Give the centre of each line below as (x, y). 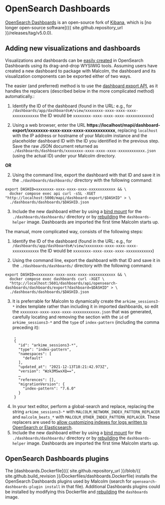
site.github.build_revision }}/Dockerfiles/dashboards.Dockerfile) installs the (81, 476)
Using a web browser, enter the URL (49, 125)
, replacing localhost (136, 130)
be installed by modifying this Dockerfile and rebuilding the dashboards (77, 492)
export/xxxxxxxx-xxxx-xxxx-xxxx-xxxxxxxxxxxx (64, 130)
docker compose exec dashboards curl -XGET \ (57, 279)
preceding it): (26, 327)
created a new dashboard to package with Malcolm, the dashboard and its (81, 71)
